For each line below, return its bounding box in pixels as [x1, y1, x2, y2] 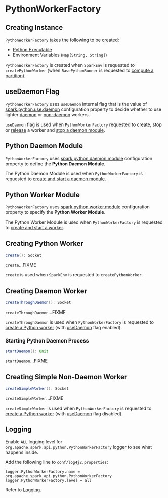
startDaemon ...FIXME [5, 358, 48, 364]
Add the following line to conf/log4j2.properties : [5, 459, 108, 465]
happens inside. [5, 449, 39, 455]
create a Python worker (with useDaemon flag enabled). [5, 324, 122, 330]
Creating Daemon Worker [5, 287, 88, 295]
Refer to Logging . [5, 487, 41, 493]
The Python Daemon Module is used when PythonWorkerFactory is [5, 170, 143, 176]
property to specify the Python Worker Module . [5, 209, 106, 215]
